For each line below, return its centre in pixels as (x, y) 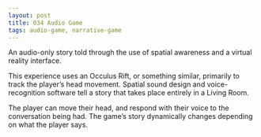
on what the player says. (48, 125)
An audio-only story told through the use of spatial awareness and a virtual (130, 53)
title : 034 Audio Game (45, 23)
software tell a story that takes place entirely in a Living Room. (148, 93)
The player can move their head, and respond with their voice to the (119, 108)
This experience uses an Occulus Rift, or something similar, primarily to (124, 76)
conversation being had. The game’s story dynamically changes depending (130, 117)
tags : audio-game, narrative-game (65, 30)
